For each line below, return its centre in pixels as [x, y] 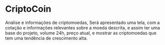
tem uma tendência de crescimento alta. [47, 38]
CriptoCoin [28, 9]
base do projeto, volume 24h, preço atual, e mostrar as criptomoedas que [81, 33]
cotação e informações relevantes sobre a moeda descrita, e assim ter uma [83, 27]
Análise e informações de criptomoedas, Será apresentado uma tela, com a [82, 22]
